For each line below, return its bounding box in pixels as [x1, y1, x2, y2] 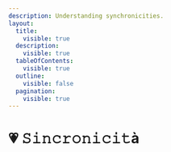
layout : [8, 19, 35, 27]
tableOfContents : [15, 57, 74, 65]
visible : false [23, 79, 74, 87]
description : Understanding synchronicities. [8, 11, 164, 20]
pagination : [15, 87, 56, 95]
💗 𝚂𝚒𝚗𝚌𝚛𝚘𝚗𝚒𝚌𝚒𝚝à [8, 129, 140, 148]
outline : [15, 72, 45, 80]
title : [15, 27, 38, 35]
